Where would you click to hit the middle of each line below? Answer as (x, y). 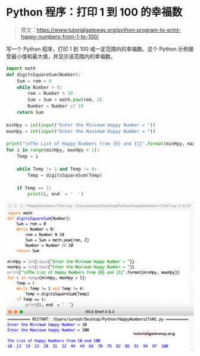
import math (21, 68)
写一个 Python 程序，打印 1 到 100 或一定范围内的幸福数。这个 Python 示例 (97, 49)
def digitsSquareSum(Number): (44, 75)
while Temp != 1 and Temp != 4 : (57, 169)
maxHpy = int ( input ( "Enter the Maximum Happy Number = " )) (81, 131)
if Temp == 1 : (34, 188)
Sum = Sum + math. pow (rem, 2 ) (65, 100)
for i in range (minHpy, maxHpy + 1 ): (53, 150)
